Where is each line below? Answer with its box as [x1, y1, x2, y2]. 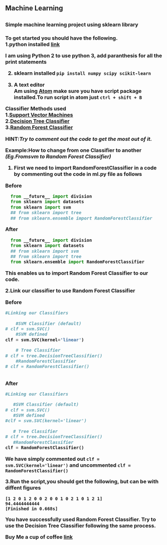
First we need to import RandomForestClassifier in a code [14, 164, 157, 171]
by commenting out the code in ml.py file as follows [14, 170, 142, 177]
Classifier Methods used [5, 105, 67, 112]
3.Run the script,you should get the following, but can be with [5, 478, 159, 485]
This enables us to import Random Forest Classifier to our [5, 270, 148, 277]
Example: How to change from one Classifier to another [5, 146, 142, 153]
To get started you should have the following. [5, 35, 118, 42]
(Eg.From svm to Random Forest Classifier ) [5, 153, 111, 160]
